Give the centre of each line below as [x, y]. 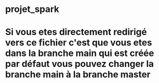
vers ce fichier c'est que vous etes [79, 43]
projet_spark [32, 9]
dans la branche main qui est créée [80, 53]
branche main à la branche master [78, 75]
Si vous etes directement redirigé [76, 32]
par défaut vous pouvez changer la [80, 64]
